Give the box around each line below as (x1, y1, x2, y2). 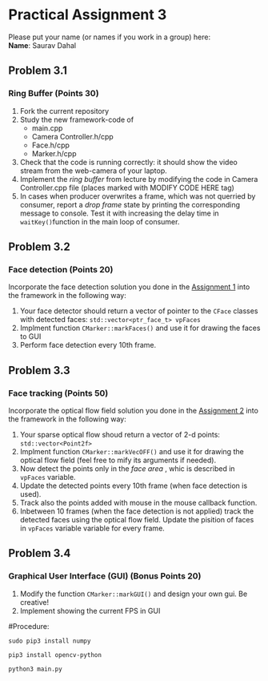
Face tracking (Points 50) (8, 387, 109, 398)
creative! (19, 597, 50, 606)
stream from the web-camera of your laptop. (19, 166, 168, 175)
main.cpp (31, 123, 63, 133)
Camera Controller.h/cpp (31, 131, 114, 141)
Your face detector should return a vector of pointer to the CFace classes (19, 306, 258, 316)
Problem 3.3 (8, 363, 70, 377)
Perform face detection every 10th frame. (19, 340, 157, 350)
